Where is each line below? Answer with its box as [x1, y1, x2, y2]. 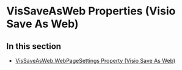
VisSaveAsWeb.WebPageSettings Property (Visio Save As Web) [15, 57, 176, 64]
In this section [6, 41, 62, 51]
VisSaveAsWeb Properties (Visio [6, 4, 176, 18]
